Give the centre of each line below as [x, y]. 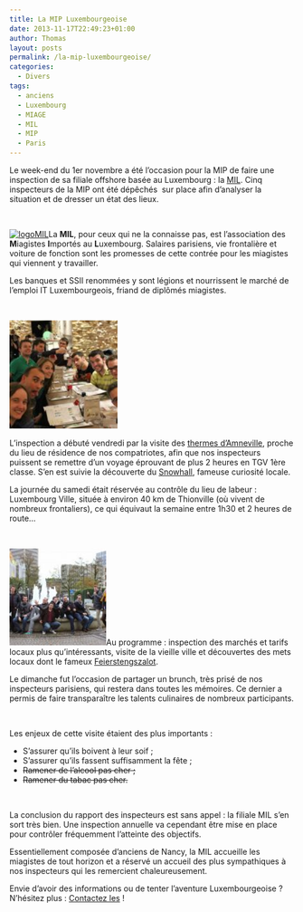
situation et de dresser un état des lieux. [84, 199]
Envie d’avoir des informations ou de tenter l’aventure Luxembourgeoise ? [146, 888]
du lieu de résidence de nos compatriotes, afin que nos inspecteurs [135, 452]
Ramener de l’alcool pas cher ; [79, 770]
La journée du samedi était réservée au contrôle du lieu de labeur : [133, 490]
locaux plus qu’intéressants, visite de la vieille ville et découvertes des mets [150, 652]
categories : [32, 67]
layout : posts [36, 48]
